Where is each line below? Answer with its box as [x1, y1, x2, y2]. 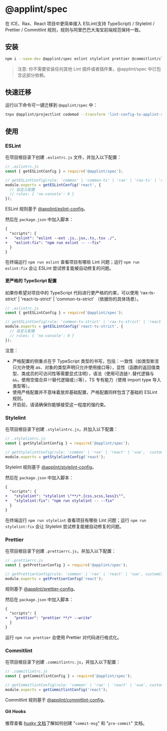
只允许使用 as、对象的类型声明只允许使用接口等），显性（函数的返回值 [12, 364, 156, 370]
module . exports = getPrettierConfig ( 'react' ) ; [5, 576, 103, 581]
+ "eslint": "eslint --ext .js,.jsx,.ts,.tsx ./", [5, 235, 117, 241]
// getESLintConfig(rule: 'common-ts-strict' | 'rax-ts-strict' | [5, 319, 146, 324]
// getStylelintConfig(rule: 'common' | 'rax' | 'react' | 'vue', [5, 450, 146, 455]
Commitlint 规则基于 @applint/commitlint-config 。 [5, 697, 108, 703]
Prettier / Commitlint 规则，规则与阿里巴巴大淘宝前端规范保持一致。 [5, 26, 143, 33]
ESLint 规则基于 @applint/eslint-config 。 [5, 206, 88, 212]
